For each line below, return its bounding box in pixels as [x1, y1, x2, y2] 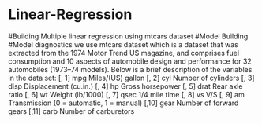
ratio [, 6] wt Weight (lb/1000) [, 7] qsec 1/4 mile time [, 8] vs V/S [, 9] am [8, 89, 245, 99]
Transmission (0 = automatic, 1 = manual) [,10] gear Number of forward [8, 98, 239, 108]
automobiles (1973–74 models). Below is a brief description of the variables [8, 64, 253, 74]
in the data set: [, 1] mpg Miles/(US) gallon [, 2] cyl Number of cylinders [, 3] [8, 73, 255, 82]
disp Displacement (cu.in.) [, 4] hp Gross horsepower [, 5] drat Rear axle [8, 81, 243, 91]
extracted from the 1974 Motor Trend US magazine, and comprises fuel [8, 48, 239, 57]
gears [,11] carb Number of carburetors [8, 106, 135, 115]
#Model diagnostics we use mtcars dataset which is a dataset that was [8, 39, 238, 49]
